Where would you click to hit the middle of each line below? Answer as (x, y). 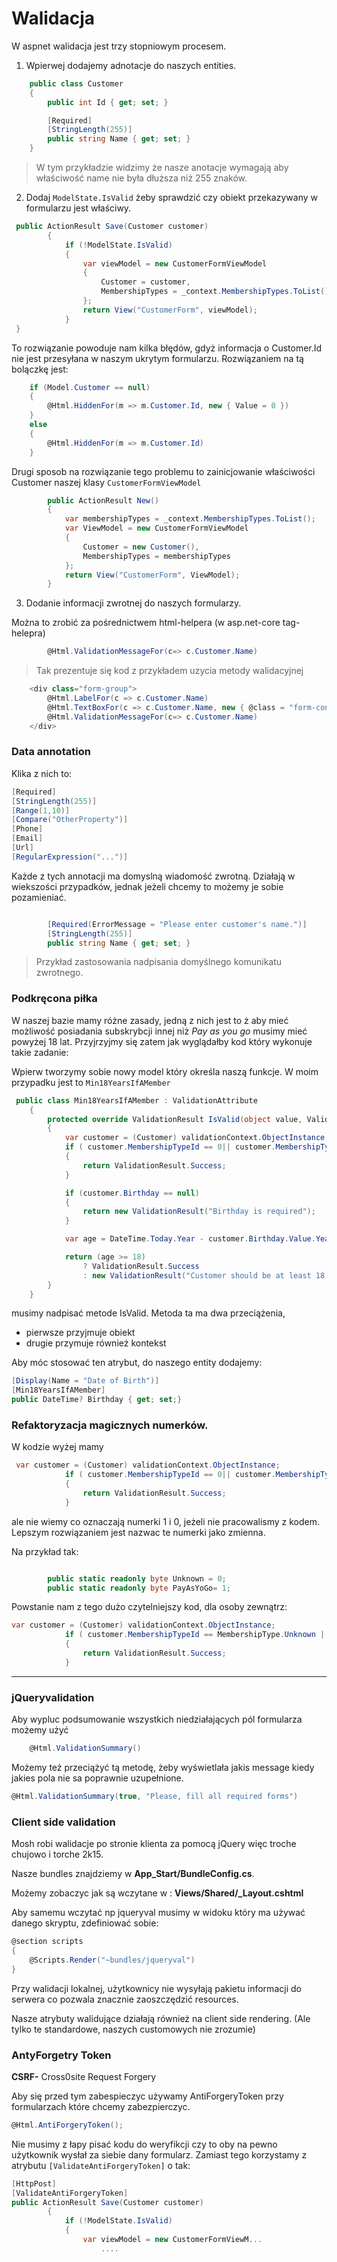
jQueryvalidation (53, 1697)
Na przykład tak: (45, 1551)
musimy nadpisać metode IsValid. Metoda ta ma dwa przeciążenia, (148, 1313)
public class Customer (76, 83)
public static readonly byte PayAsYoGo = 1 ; (139, 1588)
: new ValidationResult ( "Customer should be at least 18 (204, 1275)
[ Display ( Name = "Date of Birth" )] (85, 1381)
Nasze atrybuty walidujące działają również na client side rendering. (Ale (161, 2018)
